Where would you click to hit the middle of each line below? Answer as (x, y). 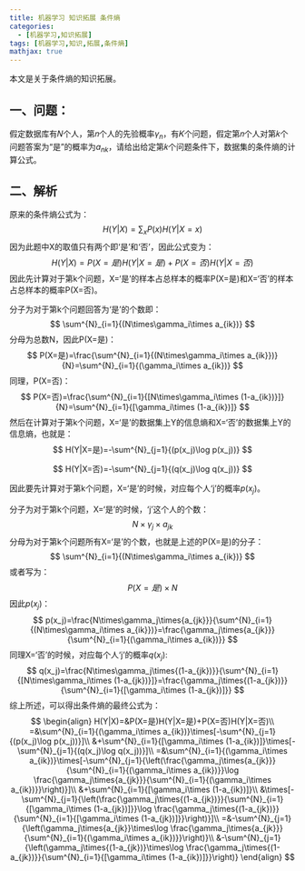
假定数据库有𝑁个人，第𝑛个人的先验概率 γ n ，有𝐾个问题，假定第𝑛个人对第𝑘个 (149, 135)
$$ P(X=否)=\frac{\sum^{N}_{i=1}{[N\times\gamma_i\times (129, 397)
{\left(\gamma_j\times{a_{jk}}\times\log (95, 828)
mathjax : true (36, 52)
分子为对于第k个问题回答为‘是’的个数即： (85, 309)
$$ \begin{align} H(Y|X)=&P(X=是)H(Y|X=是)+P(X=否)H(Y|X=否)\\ (152, 721)
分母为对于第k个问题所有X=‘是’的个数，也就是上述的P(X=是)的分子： (137, 541)
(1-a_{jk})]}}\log (123, 809)
